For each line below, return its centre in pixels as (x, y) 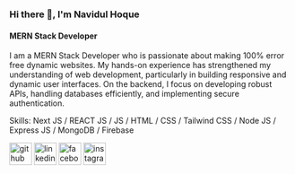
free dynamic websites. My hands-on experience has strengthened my (140, 65)
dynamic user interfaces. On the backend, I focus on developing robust (141, 84)
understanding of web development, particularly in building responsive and (148, 74)
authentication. (37, 103)
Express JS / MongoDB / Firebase (72, 130)
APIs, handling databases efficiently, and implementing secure (125, 94)
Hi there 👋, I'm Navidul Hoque (75, 14)
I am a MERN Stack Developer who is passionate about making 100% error (147, 56)
